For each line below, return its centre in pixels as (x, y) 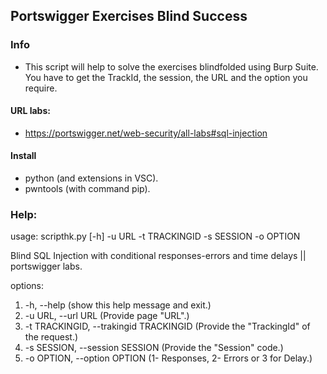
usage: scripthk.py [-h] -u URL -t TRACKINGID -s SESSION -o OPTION (155, 236)
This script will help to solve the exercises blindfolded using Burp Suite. (171, 66)
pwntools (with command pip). (87, 189)
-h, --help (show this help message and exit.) (118, 305)
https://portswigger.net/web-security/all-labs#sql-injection (146, 133)
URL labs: (30, 111)
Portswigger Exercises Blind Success (129, 16)
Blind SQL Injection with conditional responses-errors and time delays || (158, 256)
